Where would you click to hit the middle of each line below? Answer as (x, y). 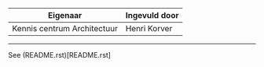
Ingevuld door (152, 15)
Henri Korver (149, 28)
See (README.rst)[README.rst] (60, 55)
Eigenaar (65, 15)
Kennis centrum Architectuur (65, 28)
